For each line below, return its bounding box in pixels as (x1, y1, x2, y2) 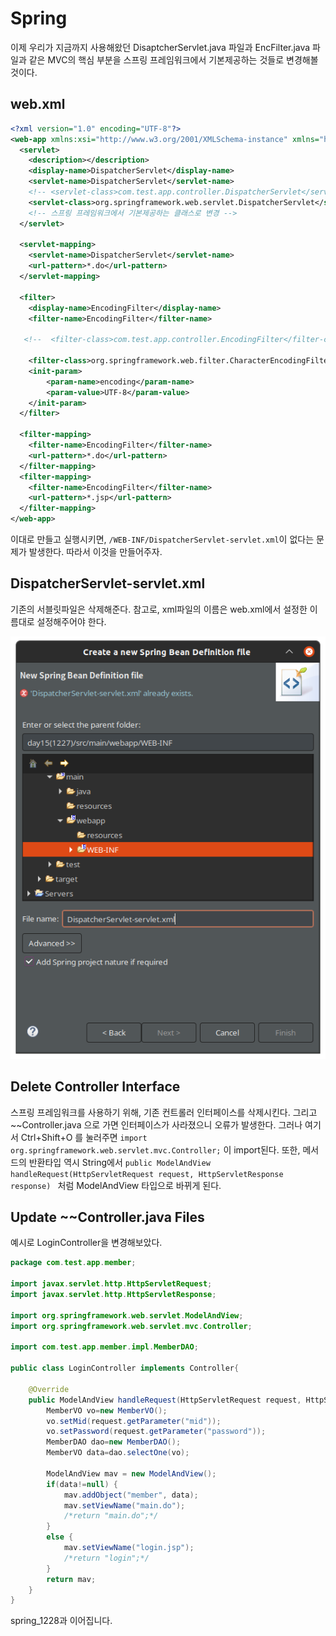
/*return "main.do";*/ (63, 1511, 159, 1521)
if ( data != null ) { (46, 1479, 118, 1489)
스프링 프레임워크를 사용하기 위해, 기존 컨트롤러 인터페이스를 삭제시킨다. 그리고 (10, 1106, 318, 1118)
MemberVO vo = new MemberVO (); (46, 1405, 168, 1416)
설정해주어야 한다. (36, 615, 107, 627)
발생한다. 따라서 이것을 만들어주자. (28, 546, 163, 557)
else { (46, 1532, 74, 1542)
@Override (28, 1384, 70, 1394)
